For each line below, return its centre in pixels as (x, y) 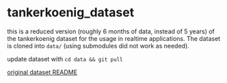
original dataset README (42, 72)
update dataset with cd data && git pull (65, 59)
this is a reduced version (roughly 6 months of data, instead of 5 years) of (111, 31)
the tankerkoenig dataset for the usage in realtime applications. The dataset (114, 38)
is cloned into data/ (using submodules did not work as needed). (98, 46)
